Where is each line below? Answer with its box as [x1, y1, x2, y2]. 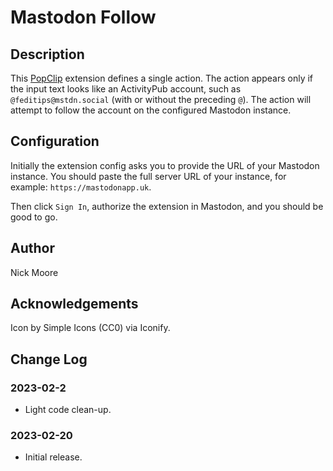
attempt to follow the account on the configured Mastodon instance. [10, 104, 292, 116]
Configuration [10, 133, 100, 150]
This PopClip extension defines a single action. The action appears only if [10, 72, 314, 84]
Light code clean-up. [24, 404, 112, 416]
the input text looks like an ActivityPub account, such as [10, 83, 242, 95]
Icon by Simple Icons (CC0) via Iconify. [10, 322, 171, 334]
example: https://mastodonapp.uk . [10, 181, 152, 193]
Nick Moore [10, 266, 59, 278]
